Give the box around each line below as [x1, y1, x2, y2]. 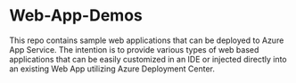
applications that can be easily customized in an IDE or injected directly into [9, 54, 287, 64]
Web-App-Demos [9, 5, 143, 26]
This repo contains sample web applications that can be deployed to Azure [9, 35, 284, 46]
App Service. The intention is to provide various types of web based [9, 44, 259, 54]
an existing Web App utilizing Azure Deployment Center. [9, 63, 216, 74]
